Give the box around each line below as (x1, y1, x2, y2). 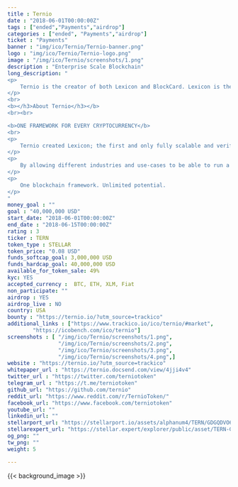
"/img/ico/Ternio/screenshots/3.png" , (57, 346, 173, 354)
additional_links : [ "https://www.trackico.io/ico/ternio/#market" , (7, 320, 214, 327)
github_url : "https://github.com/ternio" (7, 386, 132, 393)
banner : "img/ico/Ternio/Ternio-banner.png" (7, 43, 144, 50)
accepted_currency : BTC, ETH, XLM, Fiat (7, 280, 135, 288)
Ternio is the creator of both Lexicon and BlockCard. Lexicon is (20, 83, 220, 90)
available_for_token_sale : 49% (7, 268, 100, 275)
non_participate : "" (7, 287, 69, 295)
